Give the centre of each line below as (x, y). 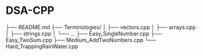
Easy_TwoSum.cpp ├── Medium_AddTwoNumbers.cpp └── (81, 40)
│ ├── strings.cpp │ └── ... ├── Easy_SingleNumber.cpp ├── (84, 33)
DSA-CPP (30, 11)
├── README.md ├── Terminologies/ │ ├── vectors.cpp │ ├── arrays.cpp (101, 27)
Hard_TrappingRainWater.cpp (42, 46)
